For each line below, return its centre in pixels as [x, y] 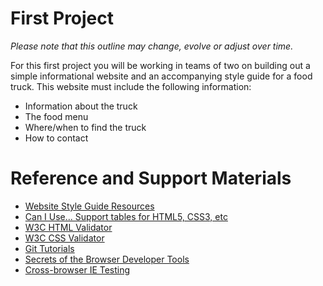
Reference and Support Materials [151, 178]
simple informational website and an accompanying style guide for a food [161, 76]
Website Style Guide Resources [89, 206]
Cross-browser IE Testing [77, 269]
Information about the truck [81, 106]
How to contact [56, 138]
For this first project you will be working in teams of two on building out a [160, 65]
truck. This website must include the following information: [131, 86]
